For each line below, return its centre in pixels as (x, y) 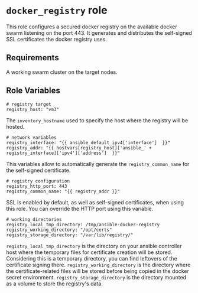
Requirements (33, 58)
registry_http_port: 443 (37, 186)
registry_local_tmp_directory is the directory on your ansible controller (94, 246)
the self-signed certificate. (38, 170)
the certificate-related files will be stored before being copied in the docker (98, 271)
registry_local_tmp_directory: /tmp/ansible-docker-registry (83, 224)
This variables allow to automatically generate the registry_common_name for (98, 164)
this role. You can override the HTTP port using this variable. (80, 209)
